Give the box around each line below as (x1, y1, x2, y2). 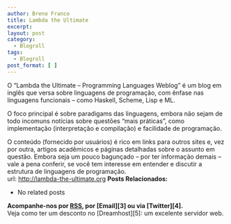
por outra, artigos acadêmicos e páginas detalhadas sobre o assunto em (7, 145, 215, 153)
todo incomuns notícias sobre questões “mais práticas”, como (7, 116, 185, 125)
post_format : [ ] (7, 62, 58, 69)
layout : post (7, 29, 45, 37)
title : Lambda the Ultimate (7, 17, 89, 24)
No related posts (17, 188, 65, 196)
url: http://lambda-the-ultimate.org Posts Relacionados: (7, 175, 168, 183)
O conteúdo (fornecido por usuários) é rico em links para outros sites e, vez (7, 137, 225, 146)
